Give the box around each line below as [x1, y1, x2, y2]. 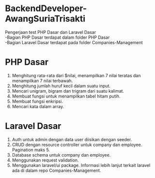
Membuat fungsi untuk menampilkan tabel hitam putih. [12, 93, 121, 99]
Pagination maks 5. [12, 146, 50, 153]
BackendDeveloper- [5, 3, 87, 14]
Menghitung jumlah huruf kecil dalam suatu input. [12, 83, 111, 89]
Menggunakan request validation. [12, 157, 79, 163]
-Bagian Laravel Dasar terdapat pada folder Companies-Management [5, 39, 143, 45]
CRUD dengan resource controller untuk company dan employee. [12, 142, 142, 147]
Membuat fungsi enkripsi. [12, 98, 63, 104]
